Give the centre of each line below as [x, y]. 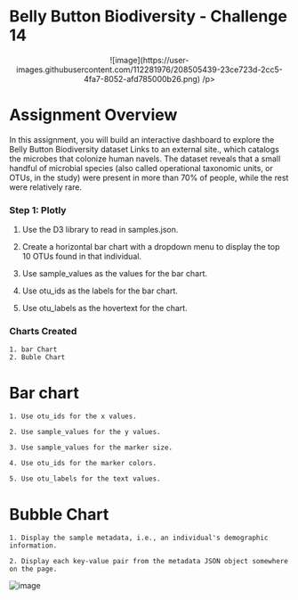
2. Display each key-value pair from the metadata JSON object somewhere [149, 562]
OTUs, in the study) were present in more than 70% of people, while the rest [149, 177]
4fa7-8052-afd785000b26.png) [142, 78]
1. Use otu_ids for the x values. [73, 416]
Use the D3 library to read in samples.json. [100, 230]
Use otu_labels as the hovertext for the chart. [105, 308]
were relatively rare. [46, 187]
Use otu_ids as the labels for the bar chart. [100, 291]
